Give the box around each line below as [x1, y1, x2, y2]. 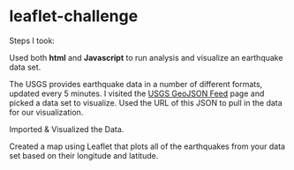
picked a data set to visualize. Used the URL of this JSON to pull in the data [9, 97, 283, 107]
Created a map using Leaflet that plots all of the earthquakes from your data [9, 141, 285, 152]
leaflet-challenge [9, 6, 139, 26]
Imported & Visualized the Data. [9, 123, 124, 134]
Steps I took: [9, 35, 56, 46]
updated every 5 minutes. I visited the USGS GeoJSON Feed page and [9, 88, 265, 99]
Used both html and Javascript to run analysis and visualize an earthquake [9, 52, 283, 63]
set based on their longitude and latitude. [9, 150, 159, 160]
